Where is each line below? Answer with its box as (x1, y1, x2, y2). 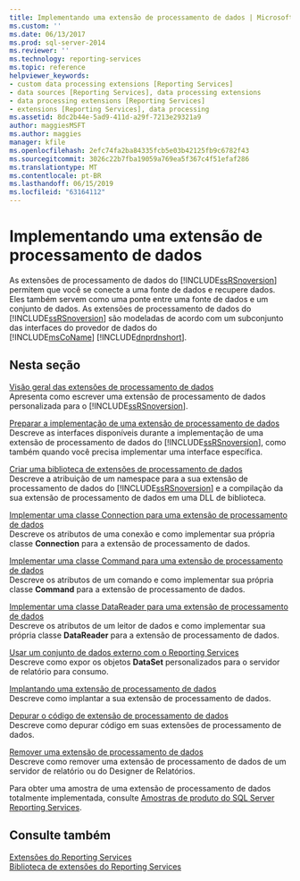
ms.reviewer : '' (9, 47, 70, 55)
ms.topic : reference (9, 64, 87, 72)
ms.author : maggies (9, 130, 82, 139)
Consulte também (9, 828, 112, 843)
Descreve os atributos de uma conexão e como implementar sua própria (9, 529, 275, 539)
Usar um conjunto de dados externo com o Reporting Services (9, 647, 239, 657)
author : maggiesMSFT (9, 122, 87, 131)
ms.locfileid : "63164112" (9, 188, 105, 197)
